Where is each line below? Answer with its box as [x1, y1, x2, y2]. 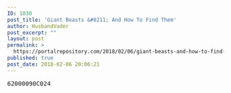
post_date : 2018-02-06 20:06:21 [7, 61, 100, 68]
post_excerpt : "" [7, 29, 57, 36]
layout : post [7, 36, 45, 42]
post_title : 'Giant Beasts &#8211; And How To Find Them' [7, 16, 177, 23]
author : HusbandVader [7, 23, 69, 29]
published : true [7, 55, 54, 62]
